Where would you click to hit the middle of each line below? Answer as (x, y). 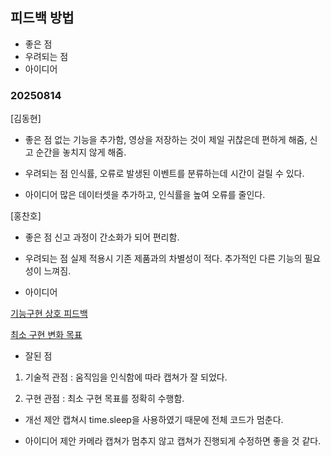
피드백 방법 (42, 18)
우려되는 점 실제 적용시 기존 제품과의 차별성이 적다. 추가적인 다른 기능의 (163, 259)
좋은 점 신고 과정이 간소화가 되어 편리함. (102, 237)
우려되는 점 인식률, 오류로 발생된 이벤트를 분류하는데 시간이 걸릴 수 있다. (164, 174)
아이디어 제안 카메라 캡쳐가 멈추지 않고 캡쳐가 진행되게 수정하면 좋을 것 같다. (173, 441)
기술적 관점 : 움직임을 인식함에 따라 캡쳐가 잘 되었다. (126, 377)
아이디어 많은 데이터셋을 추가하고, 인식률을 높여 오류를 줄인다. (145, 195)
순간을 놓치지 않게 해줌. (81, 152)
